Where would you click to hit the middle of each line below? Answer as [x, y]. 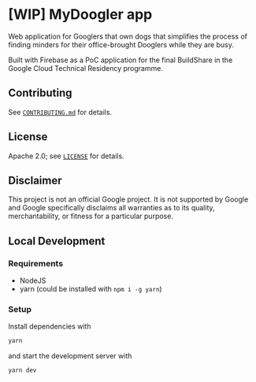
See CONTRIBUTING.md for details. [60, 112]
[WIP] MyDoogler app [80, 15]
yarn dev [22, 371]
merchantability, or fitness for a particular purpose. [91, 216]
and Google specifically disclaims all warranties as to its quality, [111, 208]
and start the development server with [70, 356]
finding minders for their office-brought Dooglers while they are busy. [121, 44]
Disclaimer [35, 180]
